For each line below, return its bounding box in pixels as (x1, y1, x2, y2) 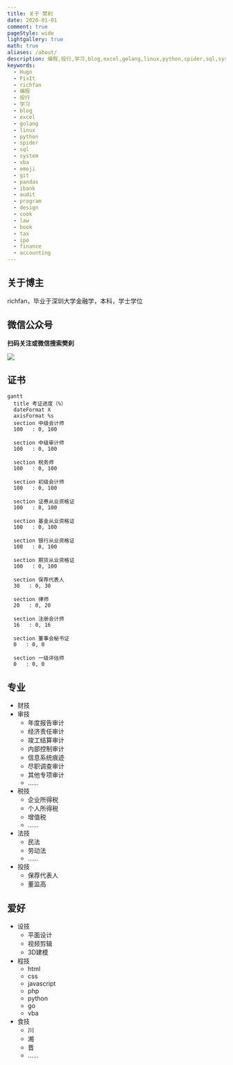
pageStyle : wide (7, 29, 54, 37)
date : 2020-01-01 (7, 17, 58, 24)
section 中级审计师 (13, 440, 64, 447)
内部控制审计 (27, 745, 64, 753)
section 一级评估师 (13, 655, 64, 662)
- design (13, 205, 39, 211)
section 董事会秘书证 (13, 635, 69, 642)
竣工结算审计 (27, 736, 64, 744)
